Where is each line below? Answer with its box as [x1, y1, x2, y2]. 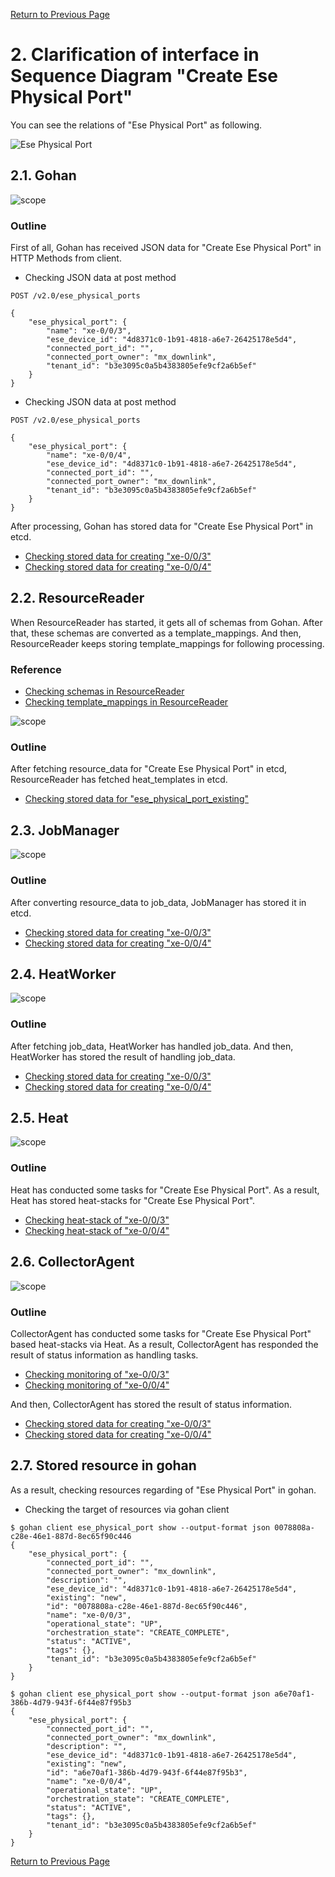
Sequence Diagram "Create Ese [10, 65, 278, 88]
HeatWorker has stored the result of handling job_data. [10, 1050, 236, 1063]
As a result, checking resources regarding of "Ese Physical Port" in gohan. [10, 1484, 317, 1496]
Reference [10, 662, 62, 676]
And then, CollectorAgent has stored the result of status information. [10, 1398, 293, 1410]
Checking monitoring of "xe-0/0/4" [24, 1379, 170, 1391]
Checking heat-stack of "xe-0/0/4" [24, 1224, 170, 1236]
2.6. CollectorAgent [10, 1254, 135, 1271]
